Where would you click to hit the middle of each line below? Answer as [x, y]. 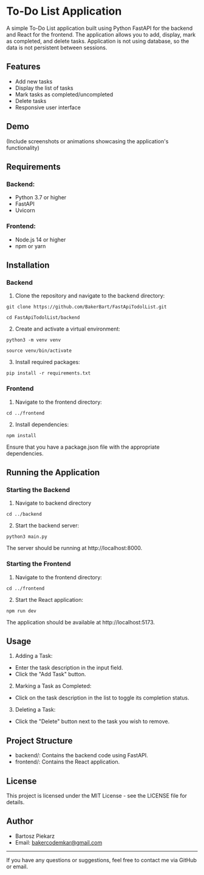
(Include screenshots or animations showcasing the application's [87, 141]
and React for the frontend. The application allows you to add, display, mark [101, 34]
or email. [17, 866]
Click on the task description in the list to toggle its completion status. [102, 698]
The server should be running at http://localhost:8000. [74, 548]
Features [23, 67]
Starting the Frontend [39, 564]
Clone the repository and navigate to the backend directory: [90, 296]
